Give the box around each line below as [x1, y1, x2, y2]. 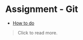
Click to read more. [17, 29, 58, 35]
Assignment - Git [5, 3, 78, 15]
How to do [12, 20, 34, 26]
